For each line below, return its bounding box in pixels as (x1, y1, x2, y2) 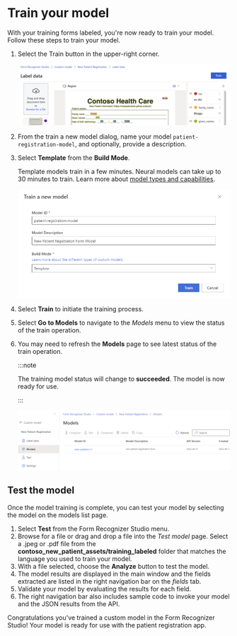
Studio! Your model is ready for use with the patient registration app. (7, 620, 207, 629)
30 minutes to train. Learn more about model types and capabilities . (17, 175, 216, 183)
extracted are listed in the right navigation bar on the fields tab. (17, 577, 202, 585)
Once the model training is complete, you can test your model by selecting (7, 503, 224, 511)
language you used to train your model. (17, 554, 132, 563)
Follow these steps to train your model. (7, 35, 121, 44)
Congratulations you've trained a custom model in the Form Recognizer (7, 613, 216, 622)
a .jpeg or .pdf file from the (17, 539, 97, 548)
